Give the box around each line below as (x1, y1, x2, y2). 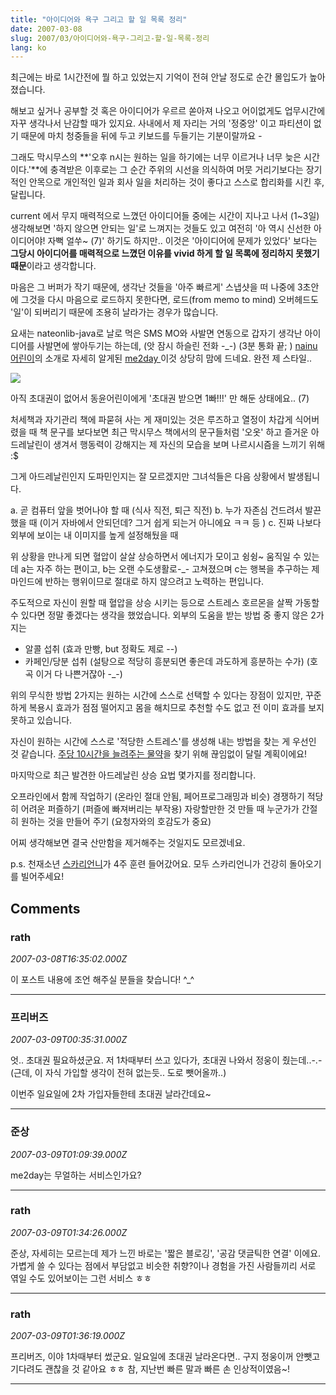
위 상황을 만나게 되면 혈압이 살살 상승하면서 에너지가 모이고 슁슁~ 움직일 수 (10, 551, 302, 563)
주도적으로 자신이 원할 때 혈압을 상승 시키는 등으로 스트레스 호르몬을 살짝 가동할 (10, 597, 320, 609)
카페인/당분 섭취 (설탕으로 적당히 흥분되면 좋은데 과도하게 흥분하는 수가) (24, 656, 305, 668)
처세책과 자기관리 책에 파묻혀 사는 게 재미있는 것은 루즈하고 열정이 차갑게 (10, 414, 293, 426)
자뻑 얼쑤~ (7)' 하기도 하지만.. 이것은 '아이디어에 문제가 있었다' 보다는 (47, 235, 318, 247)
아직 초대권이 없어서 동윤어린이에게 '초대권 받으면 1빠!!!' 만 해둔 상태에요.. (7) (10, 392, 310, 405)
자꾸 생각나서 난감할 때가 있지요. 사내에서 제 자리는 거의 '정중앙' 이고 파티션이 (10, 117, 312, 130)
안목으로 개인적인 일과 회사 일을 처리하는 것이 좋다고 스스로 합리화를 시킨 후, (28, 176, 325, 188)
